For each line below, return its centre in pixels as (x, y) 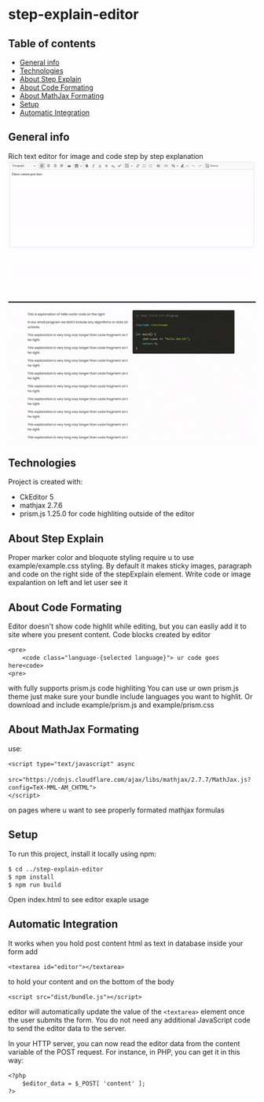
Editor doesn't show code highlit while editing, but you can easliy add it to (128, 626)
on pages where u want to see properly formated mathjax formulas (117, 810)
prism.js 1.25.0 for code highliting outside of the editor (107, 514)
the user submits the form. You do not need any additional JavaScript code (130, 1019)
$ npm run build (35, 885)
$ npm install (31, 877)
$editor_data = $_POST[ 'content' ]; (84, 1083)
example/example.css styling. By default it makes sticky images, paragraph (130, 566)
